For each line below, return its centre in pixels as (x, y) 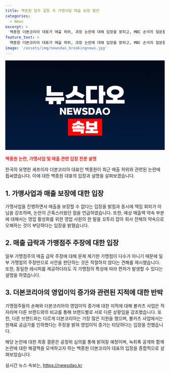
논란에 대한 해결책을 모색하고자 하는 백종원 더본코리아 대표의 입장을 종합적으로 (82, 348)
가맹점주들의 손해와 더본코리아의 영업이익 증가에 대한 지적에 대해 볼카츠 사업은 (82, 306)
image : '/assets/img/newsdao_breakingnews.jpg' (56, 48)
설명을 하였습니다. (23, 275)
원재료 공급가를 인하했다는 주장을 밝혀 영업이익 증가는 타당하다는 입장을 (75, 324)
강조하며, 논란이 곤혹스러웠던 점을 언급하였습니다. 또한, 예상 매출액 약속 (85, 213)
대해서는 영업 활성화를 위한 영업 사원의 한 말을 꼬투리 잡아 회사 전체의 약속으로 (87, 219)
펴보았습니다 (18, 354)
